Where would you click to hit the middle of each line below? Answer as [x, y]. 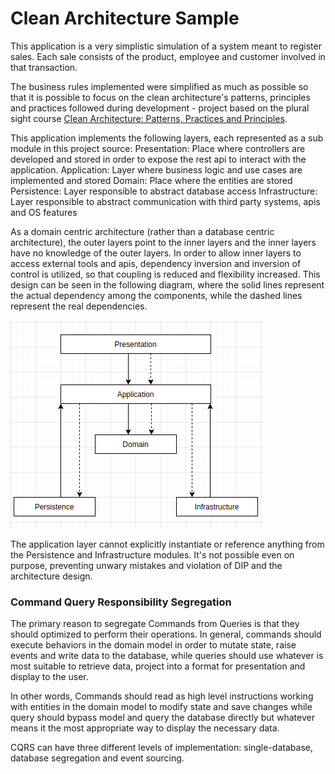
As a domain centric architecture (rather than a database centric [142, 231]
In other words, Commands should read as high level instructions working [162, 696]
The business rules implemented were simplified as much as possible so [159, 86]
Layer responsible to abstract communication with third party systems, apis [165, 201]
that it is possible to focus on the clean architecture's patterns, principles [160, 97]
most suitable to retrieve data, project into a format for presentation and [158, 666]
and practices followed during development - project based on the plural [160, 108]
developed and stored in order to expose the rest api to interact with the [158, 159]
